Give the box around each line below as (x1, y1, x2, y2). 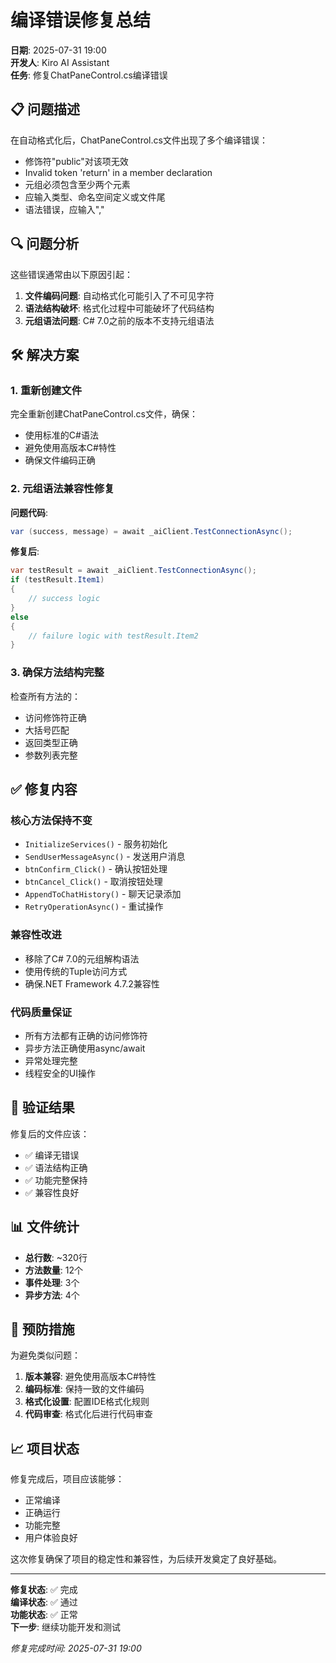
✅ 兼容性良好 (24, 1186, 80, 1198)
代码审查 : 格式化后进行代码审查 (24, 1408, 153, 1420)
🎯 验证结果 (10, 1099, 75, 1116)
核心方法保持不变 (10, 813, 93, 827)
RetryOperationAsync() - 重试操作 (24, 901, 164, 913)
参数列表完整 (24, 749, 78, 761)
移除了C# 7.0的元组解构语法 (24, 952, 140, 965)
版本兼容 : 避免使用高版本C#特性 (24, 1371, 157, 1383)
